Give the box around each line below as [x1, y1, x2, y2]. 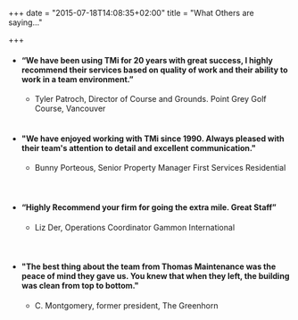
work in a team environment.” [21, 73, 134, 84]
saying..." [8, 17, 43, 28]
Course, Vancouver [34, 103, 106, 114]
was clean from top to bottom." [21, 281, 139, 291]
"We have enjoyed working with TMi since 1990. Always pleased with [21, 133, 285, 144]
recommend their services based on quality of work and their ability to [21, 64, 288, 75]
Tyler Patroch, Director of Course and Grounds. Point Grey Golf [34, 94, 267, 105]
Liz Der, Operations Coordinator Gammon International [34, 222, 236, 232]
